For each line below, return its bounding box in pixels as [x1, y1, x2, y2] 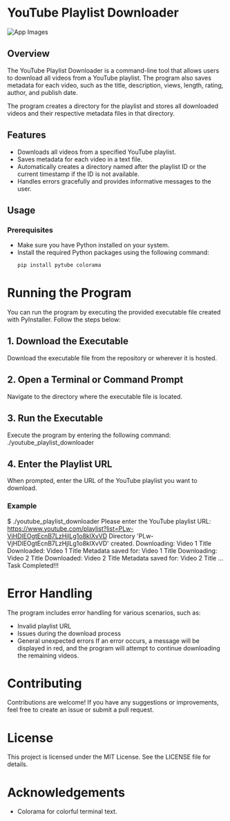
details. [7, 760, 28, 768]
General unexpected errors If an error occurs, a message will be [17, 636, 200, 645]
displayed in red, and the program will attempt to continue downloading [17, 644, 220, 652]
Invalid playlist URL [17, 621, 72, 630]
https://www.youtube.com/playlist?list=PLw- [7, 524, 134, 533]
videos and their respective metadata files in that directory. [7, 109, 175, 117]
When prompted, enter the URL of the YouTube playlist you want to [7, 477, 198, 485]
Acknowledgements [7, 784, 126, 800]
